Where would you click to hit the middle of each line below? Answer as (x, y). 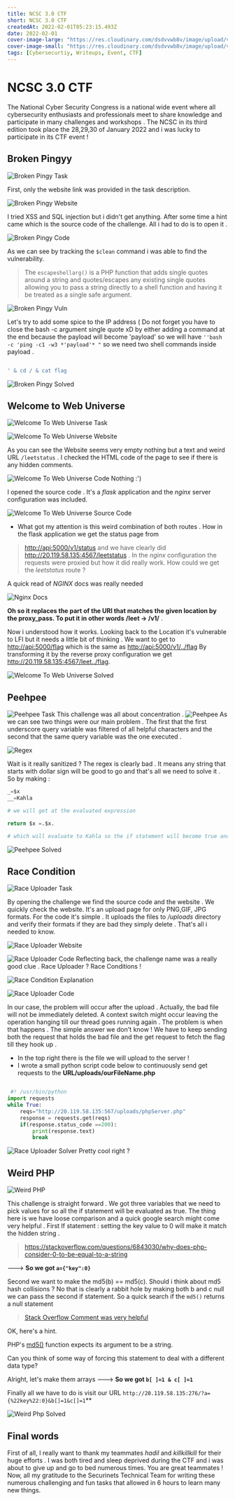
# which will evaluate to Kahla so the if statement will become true (112, 836)
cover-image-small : (36, 46)
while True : (24, 1105)
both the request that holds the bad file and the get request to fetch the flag (116, 1037)
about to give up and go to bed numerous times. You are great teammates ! (115, 1467)
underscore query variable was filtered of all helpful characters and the (110, 729)
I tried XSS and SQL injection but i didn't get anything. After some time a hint (117, 216)
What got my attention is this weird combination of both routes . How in (120, 527)
